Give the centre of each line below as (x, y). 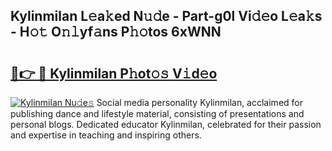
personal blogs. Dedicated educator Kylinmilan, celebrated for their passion (166, 124)
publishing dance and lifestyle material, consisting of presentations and (157, 113)
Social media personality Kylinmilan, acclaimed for (199, 102)
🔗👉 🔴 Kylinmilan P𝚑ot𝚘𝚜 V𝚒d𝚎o (114, 73)
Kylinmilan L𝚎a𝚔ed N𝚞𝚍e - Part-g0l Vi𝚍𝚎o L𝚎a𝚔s (166, 16)
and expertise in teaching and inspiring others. (106, 135)
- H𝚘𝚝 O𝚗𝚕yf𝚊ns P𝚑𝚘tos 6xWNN (116, 32)
